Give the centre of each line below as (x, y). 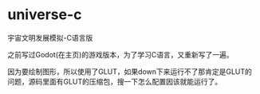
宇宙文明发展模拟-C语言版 (50, 37)
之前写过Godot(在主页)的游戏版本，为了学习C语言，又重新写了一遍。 (120, 54)
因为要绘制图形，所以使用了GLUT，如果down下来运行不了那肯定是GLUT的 (130, 71)
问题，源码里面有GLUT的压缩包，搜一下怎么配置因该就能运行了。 (115, 81)
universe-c (45, 15)
